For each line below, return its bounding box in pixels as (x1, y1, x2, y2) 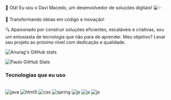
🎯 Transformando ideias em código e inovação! (5, 16, 105, 22)
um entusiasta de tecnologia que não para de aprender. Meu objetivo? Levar (5, 34, 166, 40)
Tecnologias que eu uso (5, 71, 66, 78)
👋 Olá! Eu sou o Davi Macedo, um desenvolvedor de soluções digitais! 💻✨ (5, 5, 162, 11)
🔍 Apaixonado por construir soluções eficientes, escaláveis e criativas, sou (5, 26, 164, 32)
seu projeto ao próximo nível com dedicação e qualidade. (5, 39, 126, 45)
